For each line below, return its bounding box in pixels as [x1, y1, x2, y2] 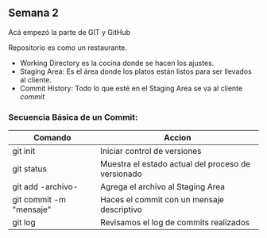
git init [12, 146, 36, 157]
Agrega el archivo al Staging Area [100, 182, 225, 193]
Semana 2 [8, 6, 60, 20]
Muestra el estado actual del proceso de [100, 159, 251, 170]
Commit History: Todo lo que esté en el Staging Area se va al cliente [19, 83, 243, 93]
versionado [100, 168, 142, 179]
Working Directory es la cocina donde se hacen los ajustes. [19, 58, 215, 67]
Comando [33, 132, 72, 144]
